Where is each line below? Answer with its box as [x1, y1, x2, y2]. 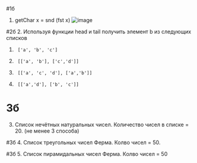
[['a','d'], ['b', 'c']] [17, 81, 79, 87]
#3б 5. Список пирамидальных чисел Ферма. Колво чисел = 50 [6, 150, 168, 157]
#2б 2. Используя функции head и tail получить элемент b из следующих [6, 28, 192, 35]
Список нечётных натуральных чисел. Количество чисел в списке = [14, 121, 189, 128]
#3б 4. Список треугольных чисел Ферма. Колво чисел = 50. [6, 139, 161, 146]
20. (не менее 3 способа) [14, 127, 80, 134]
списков [6, 35, 28, 41]
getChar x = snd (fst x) [14, 17, 71, 23]
